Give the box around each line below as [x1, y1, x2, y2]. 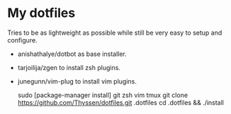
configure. [7, 35, 38, 44]
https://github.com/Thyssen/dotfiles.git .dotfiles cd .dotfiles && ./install [17, 98, 225, 107]
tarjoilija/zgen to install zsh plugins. [17, 63, 120, 72]
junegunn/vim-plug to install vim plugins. [17, 76, 137, 86]
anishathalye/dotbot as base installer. [17, 50, 128, 58]
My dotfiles [7, 5, 76, 21]
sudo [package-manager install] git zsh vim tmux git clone [17, 91, 188, 99]
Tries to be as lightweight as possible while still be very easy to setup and [7, 28, 222, 37]
